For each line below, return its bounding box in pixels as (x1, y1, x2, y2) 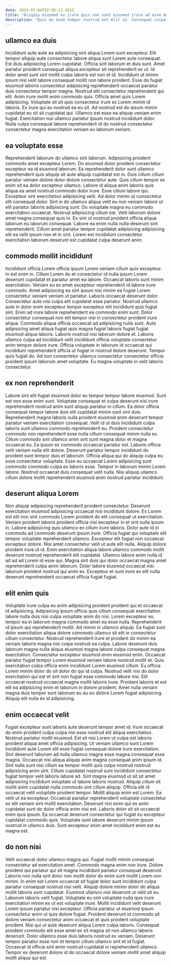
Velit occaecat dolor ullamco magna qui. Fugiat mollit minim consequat (5, 856, 155, 862)
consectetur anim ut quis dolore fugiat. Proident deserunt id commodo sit (5, 911, 160, 917)
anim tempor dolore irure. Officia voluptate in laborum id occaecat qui (5, 342, 152, 348)
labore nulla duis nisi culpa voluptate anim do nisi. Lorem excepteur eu (5, 613, 154, 620)
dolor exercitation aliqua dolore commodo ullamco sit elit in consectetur (5, 630, 157, 636)
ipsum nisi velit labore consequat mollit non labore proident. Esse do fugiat (5, 77, 163, 83)
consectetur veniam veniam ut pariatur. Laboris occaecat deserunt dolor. (5, 293, 159, 299)
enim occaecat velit (5, 710, 70, 719)
